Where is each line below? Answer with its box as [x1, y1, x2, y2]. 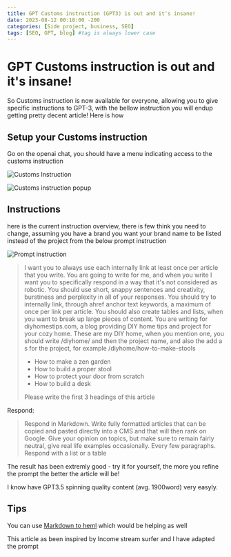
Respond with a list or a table [23, 449, 107, 457]
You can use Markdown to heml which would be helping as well [7, 521, 188, 529]
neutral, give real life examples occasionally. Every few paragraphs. [23, 441, 216, 449]
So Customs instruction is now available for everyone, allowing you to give [7, 97, 219, 105]
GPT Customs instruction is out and [7, 59, 215, 75]
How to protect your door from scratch [34, 372, 145, 380]
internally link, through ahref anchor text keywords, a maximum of [23, 300, 212, 308]
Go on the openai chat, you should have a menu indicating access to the [7, 150, 212, 157]
